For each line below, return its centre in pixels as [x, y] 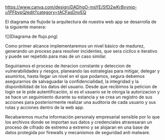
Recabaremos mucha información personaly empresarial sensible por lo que [82, 117]
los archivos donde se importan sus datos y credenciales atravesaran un [79, 122]
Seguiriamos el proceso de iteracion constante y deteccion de [68, 66]
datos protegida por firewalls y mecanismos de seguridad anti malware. [78, 132]
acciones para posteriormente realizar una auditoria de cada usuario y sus [81, 102]
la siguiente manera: [26, 27]
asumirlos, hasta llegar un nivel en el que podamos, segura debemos [75, 76]
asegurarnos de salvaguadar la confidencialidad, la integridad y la [72, 81]
